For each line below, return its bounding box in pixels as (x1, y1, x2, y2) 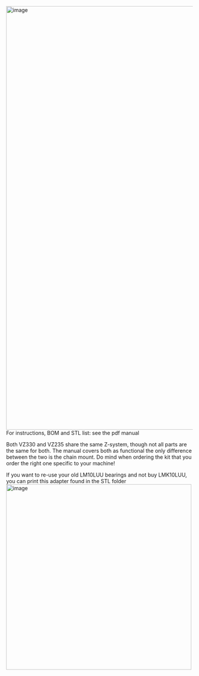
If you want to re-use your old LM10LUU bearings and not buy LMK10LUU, (6, 471, 187, 478)
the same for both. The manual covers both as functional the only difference (6, 448, 192, 454)
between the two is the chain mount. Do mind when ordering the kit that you (6, 453, 192, 461)
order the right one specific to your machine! (6, 460, 115, 466)
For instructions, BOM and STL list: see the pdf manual (6, 430, 139, 436)
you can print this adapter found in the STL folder (6, 478, 126, 484)
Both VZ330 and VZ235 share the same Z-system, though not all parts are (6, 441, 187, 448)
